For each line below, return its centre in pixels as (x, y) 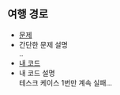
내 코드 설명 (37, 73)
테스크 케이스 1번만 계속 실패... (65, 82)
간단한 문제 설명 (43, 44)
